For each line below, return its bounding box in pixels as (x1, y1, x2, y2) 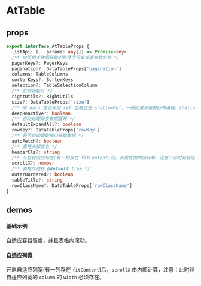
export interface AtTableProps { (6, 43, 90, 49)
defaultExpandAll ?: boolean (11, 121, 82, 128)
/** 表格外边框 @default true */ (11, 166, 91, 172)
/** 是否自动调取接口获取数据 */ (11, 133, 84, 139)
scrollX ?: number (11, 160, 55, 167)
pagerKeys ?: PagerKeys (11, 60, 68, 66)
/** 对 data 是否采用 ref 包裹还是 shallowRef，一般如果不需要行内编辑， (11, 104, 179, 111)
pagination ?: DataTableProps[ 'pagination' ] (11, 65, 121, 72)
